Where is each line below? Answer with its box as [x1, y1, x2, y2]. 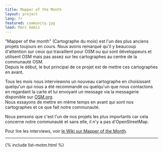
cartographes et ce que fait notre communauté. [5, 105, 100, 110]
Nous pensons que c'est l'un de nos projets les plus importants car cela [5, 114, 148, 120]
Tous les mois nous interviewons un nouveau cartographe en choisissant [5, 78, 151, 85]
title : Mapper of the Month [5, 7, 62, 12]
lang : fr [5, 16, 23, 21]
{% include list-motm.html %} [5, 142, 65, 148]
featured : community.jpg [5, 20, 55, 26]
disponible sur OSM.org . [5, 94, 54, 100]
